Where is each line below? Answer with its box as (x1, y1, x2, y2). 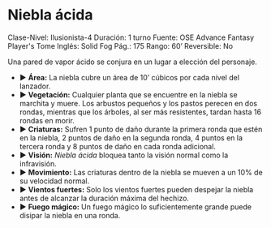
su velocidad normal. (19, 176, 90, 186)
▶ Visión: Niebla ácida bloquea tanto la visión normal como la (19, 150, 229, 160)
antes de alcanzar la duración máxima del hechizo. (19, 193, 190, 203)
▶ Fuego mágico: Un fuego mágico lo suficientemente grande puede (19, 201, 252, 212)
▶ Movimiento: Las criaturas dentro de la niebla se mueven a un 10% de (19, 167, 263, 177)
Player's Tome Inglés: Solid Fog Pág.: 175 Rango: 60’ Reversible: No (7, 41, 233, 50)
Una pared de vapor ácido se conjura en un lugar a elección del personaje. (7, 57, 257, 67)
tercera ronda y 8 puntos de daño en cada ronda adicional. (19, 141, 217, 151)
